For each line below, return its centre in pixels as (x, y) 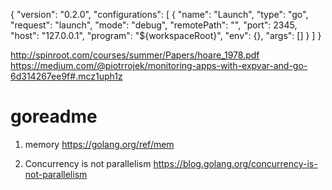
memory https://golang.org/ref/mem (99, 144)
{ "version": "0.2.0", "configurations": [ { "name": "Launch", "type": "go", (159, 14)
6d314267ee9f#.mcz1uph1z (66, 76)
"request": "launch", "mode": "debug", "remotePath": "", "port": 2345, (154, 25)
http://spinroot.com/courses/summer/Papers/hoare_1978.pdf (135, 55)
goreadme (54, 116)
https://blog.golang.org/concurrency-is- (235, 163)
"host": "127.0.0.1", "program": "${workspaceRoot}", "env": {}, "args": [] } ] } (166, 35)
